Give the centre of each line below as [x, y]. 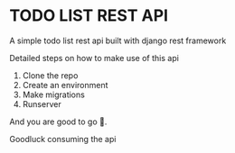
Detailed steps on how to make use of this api [94, 58]
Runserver [42, 103]
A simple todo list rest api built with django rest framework [118, 40]
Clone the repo [50, 75]
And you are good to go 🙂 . [58, 121]
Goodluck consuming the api [63, 139]
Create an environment [65, 85]
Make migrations [54, 94]
